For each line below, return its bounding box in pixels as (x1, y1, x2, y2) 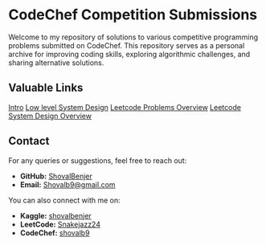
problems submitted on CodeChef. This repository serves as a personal (8, 40, 245, 50)
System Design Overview (8, 111, 92, 120)
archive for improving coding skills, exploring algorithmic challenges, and (8, 49, 251, 59)
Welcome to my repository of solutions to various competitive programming (8, 32, 259, 42)
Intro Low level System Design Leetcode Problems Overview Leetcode (8, 102, 241, 112)
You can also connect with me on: (8, 195, 121, 205)
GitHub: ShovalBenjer (19, 171, 92, 181)
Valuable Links (8, 81, 84, 95)
